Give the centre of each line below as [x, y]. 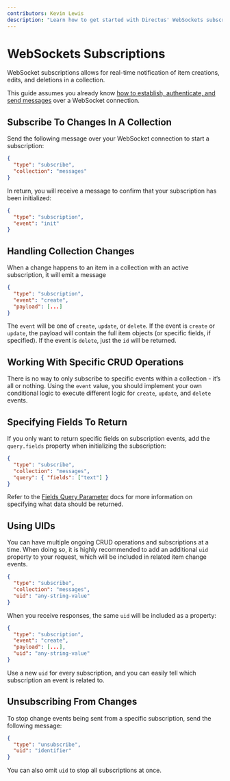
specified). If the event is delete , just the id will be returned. [92, 341]
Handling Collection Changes [71, 251]
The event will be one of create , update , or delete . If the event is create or [111, 326]
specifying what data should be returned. [65, 504]
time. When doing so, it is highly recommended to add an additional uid [108, 550]
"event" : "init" [36, 224]
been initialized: [29, 198]
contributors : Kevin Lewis [46, 13]
